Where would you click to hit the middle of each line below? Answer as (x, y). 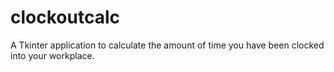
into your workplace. (52, 55)
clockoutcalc (65, 17)
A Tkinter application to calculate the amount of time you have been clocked (167, 45)
